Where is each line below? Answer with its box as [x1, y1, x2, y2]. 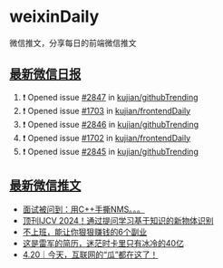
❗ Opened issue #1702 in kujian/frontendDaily [22, 132, 191, 143]
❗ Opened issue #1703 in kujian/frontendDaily [22, 105, 191, 116]
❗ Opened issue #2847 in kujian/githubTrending [22, 91, 199, 102]
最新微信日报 [9, 66, 82, 82]
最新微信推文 [9, 178, 82, 194]
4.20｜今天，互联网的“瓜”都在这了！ [22, 249, 159, 260]
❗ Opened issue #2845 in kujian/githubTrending [22, 146, 199, 157]
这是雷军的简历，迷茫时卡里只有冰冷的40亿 [22, 237, 184, 248]
